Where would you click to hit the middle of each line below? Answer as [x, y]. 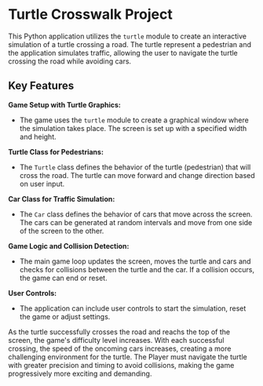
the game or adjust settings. [65, 316]
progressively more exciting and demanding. [80, 373]
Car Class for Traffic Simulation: [62, 198]
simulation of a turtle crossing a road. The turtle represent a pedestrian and [130, 44]
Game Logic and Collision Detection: [69, 246]
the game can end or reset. [63, 278]
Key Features [41, 86]
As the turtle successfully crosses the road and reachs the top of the [119, 332]
